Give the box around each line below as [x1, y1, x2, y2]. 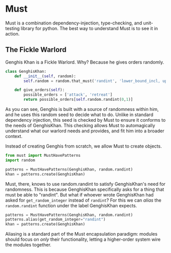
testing [5, 25, 20, 31]
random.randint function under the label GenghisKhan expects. [5, 202, 137, 209]
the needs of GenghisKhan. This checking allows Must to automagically [5, 123, 155, 128]
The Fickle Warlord [5, 45, 67, 54]
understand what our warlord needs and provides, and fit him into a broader [5, 128, 164, 134]
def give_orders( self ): [14, 88, 65, 93]
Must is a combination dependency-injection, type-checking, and [5, 20, 142, 26]
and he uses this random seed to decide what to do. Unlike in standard [5, 111, 154, 118]
